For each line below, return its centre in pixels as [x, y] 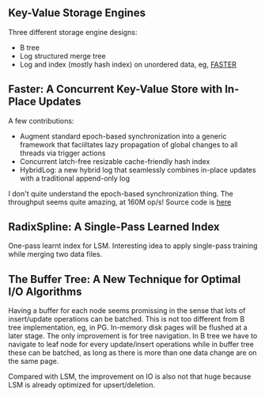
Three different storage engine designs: [73, 32]
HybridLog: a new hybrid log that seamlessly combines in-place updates [138, 170]
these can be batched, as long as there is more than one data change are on [132, 353]
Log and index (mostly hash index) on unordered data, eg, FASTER [128, 64]
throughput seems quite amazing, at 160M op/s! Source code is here [120, 202]
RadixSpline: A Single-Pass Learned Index [114, 227]
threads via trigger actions [62, 153]
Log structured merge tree [62, 55]
